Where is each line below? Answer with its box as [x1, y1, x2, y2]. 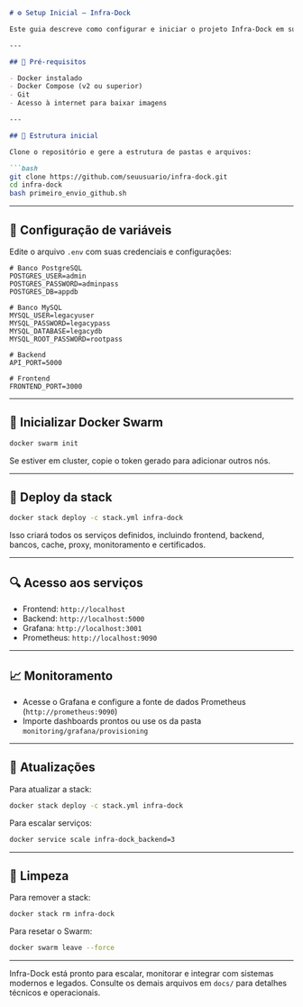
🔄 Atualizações [9, 760, 96, 775]
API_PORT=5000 [9, 358, 63, 367]
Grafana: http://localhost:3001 [22, 623, 142, 634]
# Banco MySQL [9, 303, 63, 312]
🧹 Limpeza [9, 868, 69, 883]
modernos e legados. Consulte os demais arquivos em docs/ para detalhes [9, 978, 287, 989]
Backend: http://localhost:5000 [22, 613, 145, 624]
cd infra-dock [9, 180, 63, 189]
